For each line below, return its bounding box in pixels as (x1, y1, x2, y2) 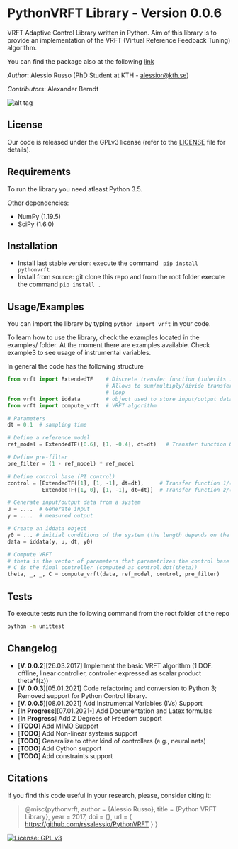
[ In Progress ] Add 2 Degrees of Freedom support (17, 714, 163, 722)
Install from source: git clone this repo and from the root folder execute (17, 273, 225, 281)
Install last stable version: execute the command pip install (17, 259, 198, 267)
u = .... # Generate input (7, 505, 91, 513)
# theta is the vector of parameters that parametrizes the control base (7, 558, 230, 565)
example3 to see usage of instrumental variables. (7, 349, 152, 357)
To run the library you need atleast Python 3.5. (7, 184, 143, 193)
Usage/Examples (7, 300, 84, 313)
